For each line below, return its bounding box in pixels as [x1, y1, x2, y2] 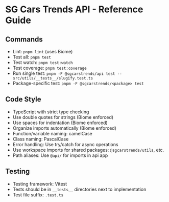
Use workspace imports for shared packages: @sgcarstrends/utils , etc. [12, 147, 164, 153]
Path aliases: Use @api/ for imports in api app [12, 152, 108, 158]
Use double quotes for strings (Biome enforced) [12, 114, 114, 120]
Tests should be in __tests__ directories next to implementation [12, 186, 147, 192]
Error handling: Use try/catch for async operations [12, 141, 118, 147]
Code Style [5, 95, 41, 104]
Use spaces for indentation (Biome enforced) [12, 119, 108, 126]
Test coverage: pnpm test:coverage [12, 65, 87, 71]
